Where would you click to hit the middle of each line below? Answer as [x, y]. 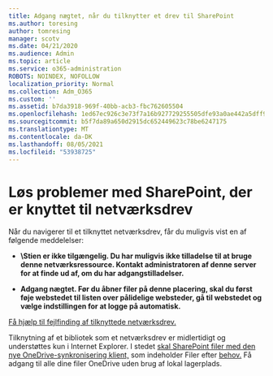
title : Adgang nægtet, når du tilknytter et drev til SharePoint [121, 16]
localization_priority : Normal [61, 84]
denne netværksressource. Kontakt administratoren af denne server [138, 265]
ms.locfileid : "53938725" [52, 152]
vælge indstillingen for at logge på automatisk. [100, 306]
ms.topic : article [39, 62]
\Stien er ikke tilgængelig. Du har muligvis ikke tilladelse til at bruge [136, 256]
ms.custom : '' [32, 99]
